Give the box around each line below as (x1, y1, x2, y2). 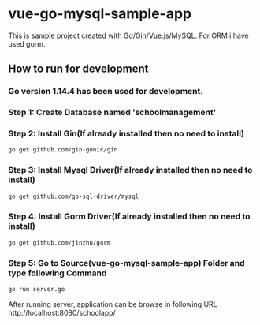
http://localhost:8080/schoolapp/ (8, 308, 116, 317)
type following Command (8, 267, 107, 278)
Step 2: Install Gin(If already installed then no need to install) (8, 128, 245, 139)
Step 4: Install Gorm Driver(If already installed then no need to (8, 211, 251, 222)
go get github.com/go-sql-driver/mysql (8, 192, 139, 200)
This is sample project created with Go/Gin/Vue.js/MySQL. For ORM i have (8, 31, 250, 40)
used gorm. (8, 39, 46, 48)
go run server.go (8, 285, 65, 293)
